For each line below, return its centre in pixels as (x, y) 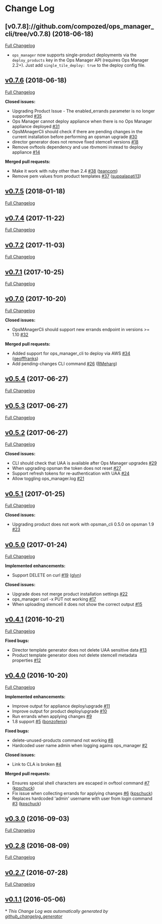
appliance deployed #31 (36, 126)
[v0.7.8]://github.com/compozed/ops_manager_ (80, 26)
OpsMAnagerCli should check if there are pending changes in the (77, 131)
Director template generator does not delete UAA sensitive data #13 (79, 650)
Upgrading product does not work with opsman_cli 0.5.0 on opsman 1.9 (83, 525)
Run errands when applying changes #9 (52, 716)
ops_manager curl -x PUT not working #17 (54, 599)
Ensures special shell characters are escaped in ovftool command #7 (81, 783)
